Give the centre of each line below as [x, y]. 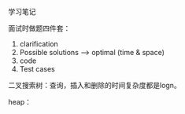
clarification [39, 44]
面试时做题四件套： [39, 28]
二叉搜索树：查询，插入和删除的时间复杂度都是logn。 [94, 85]
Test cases [37, 69]
